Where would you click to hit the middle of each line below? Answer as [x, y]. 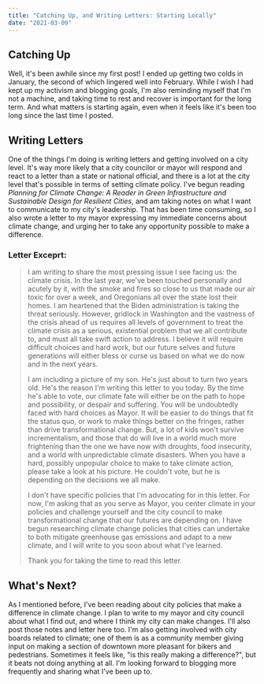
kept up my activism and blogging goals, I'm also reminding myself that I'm [130, 91]
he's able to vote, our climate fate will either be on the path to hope [136, 396]
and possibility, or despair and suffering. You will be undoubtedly [133, 405]
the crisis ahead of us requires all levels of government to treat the [135, 322]
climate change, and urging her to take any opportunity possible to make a [129, 226]
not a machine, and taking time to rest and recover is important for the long [130, 99]
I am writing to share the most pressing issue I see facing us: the [132, 272]
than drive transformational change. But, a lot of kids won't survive [136, 429]
